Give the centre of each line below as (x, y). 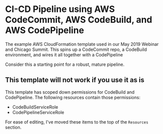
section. (13, 127)
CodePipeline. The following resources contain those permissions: (73, 97)
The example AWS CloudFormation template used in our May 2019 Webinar (82, 44)
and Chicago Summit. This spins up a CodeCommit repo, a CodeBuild (76, 49)
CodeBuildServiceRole (35, 107)
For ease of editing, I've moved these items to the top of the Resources (77, 122)
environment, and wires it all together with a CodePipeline (64, 55)
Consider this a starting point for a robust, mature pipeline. (65, 64)
